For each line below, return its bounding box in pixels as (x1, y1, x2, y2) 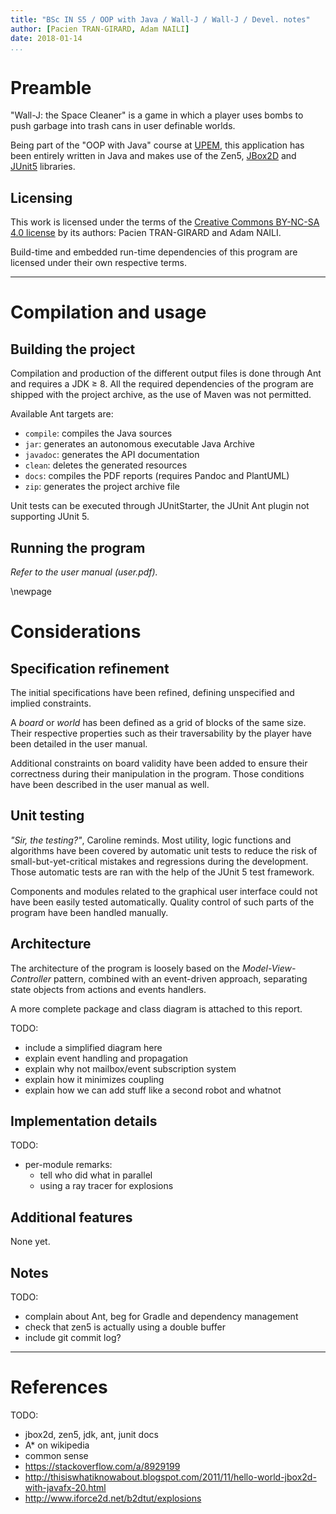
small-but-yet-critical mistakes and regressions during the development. (10, 855, 309, 867)
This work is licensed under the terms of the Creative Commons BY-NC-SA (10, 216, 320, 228)
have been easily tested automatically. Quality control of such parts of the (10, 896, 315, 908)
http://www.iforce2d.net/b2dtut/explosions (24, 1492, 202, 1504)
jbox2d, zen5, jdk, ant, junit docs (24, 1428, 159, 1440)
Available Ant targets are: (10, 408, 114, 420)
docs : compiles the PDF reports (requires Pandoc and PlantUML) (24, 470, 290, 482)
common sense (24, 1449, 89, 1461)
